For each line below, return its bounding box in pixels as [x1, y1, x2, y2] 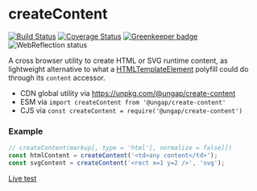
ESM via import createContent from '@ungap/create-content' [19, 97, 226, 106]
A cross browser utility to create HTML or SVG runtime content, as [8, 56, 228, 65]
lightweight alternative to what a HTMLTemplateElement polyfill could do [8, 64, 249, 73]
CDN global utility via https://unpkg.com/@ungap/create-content [19, 88, 236, 98]
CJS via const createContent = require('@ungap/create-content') [19, 106, 243, 115]
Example [8, 126, 44, 137]
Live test [8, 173, 37, 183]
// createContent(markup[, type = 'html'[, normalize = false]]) [8, 144, 232, 152]
